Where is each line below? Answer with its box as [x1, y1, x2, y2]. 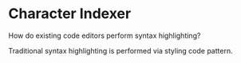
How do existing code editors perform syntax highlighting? [8, 31, 201, 40]
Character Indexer [8, 5, 132, 23]
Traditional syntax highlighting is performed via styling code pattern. [8, 46, 233, 55]
